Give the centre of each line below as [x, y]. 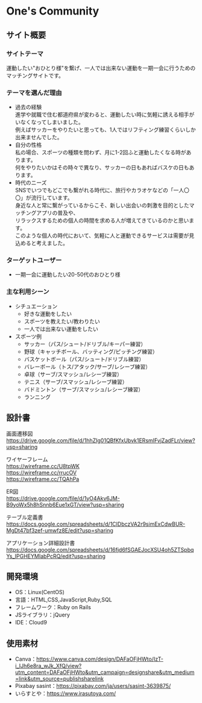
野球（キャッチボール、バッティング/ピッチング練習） [91, 351]
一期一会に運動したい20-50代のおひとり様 [68, 275]
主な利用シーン [28, 292]
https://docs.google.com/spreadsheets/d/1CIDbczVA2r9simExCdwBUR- [96, 524]
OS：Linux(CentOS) [40, 592]
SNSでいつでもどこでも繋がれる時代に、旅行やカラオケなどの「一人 [99, 190]
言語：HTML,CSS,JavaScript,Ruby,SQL [64, 600]
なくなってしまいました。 [52, 122]
